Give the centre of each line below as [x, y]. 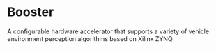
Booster [31, 12]
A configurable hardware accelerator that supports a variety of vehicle [108, 31]
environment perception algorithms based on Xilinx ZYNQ [90, 38]
